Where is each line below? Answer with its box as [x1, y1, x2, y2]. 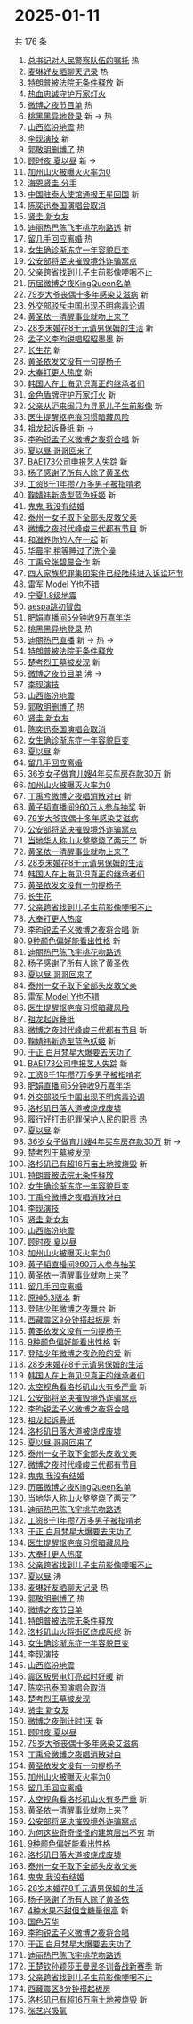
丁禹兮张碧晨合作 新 [27, 556, 101, 567]
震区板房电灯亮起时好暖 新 [27, 1671, 124, 1682]
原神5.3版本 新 [27, 1292, 81, 1303]
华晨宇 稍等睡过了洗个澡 [27, 545, 117, 555]
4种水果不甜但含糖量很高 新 [27, 1905, 129, 1915]
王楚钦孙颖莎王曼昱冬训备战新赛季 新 [27, 1961, 163, 1971]
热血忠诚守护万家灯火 [27, 88, 106, 99]
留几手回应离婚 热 [27, 233, 92, 243]
